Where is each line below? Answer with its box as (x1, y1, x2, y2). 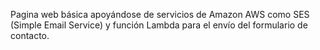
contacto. (10, 30, 50, 41)
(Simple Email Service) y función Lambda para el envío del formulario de (10, 19, 308, 31)
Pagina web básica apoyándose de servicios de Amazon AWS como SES (10, 9, 310, 20)
